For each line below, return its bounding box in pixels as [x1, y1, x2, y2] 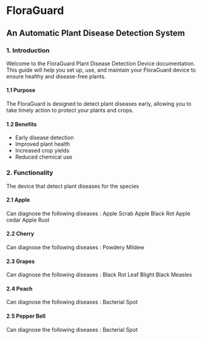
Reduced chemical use [15, 153, 73, 161]
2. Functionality [6, 168, 53, 177]
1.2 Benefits [6, 120, 37, 128]
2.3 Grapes [6, 258, 35, 265]
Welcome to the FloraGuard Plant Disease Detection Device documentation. [6, 60, 195, 67]
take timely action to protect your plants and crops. [6, 107, 134, 114]
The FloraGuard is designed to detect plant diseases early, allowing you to [6, 100, 192, 108]
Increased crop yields [15, 147, 70, 154]
